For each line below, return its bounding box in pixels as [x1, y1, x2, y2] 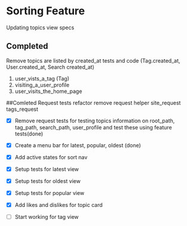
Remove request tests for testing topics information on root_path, [14, 117, 175, 124]
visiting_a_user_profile [14, 81, 70, 88]
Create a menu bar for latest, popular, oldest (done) [14, 141, 141, 148]
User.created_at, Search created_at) [6, 63, 95, 70]
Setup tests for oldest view [14, 178, 81, 184]
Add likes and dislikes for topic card [14, 202, 103, 209]
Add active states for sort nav [14, 153, 88, 160]
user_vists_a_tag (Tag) [14, 75, 70, 82]
